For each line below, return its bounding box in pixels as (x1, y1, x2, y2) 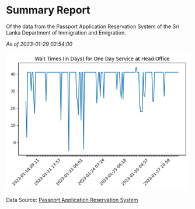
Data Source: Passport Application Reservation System (6, 196, 138, 203)
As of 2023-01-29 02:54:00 (6, 40, 73, 47)
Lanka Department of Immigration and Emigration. (6, 29, 127, 36)
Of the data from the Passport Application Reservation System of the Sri (6, 23, 179, 30)
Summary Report (6, 4, 90, 17)
